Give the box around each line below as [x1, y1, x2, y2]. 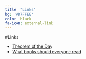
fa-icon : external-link [5, 20, 53, 26]
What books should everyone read [12, 49, 82, 55]
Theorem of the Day [12, 43, 52, 49]
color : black [5, 16, 32, 21]
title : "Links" [5, 7, 36, 12]
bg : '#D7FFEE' [5, 12, 34, 17]
